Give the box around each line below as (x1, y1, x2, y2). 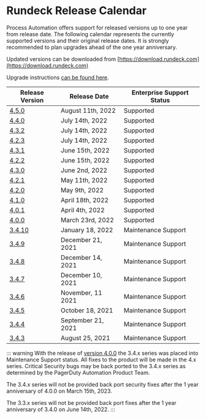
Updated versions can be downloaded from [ (6, 55, 120, 62)
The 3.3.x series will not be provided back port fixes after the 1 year (6, 399, 177, 406)
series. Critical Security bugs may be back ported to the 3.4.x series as (6, 362, 186, 369)
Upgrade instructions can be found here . (6, 74, 109, 81)
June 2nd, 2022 (60, 166, 108, 175)
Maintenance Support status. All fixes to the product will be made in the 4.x (6, 356, 196, 363)
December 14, (60, 253, 102, 262)
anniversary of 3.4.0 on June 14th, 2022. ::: (6, 406, 115, 413)
